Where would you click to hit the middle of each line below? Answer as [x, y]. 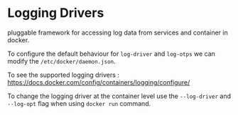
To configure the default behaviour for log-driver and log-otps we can [111, 54]
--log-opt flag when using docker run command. [79, 103]
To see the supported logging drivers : [63, 75]
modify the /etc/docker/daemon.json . [61, 61]
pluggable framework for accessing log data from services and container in [118, 32]
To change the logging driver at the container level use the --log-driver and [119, 96]
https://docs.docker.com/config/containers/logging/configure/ [99, 82]
